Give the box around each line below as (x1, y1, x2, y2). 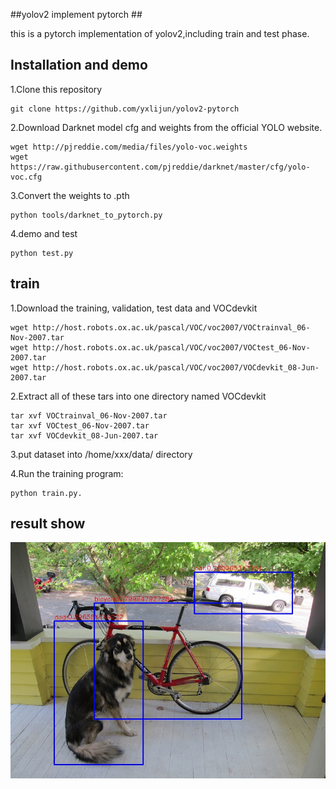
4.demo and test (10, 227, 78, 239)
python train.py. (10, 488, 83, 498)
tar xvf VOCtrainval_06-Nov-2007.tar (10, 410, 168, 421)
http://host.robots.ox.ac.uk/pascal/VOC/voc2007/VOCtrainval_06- (32, 322, 311, 333)
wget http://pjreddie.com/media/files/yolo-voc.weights (10, 142, 248, 152)
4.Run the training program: (10, 467, 124, 479)
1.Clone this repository (10, 83, 103, 95)
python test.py (10, 248, 74, 258)
